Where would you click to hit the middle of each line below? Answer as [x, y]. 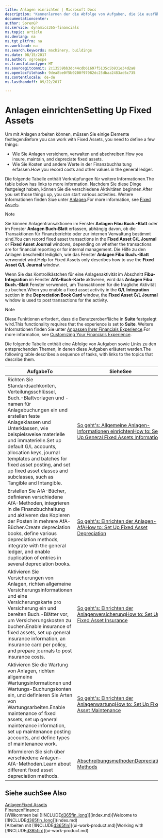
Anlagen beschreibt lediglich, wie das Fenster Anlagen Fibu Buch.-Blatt [77, 254]
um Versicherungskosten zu [39, 620]
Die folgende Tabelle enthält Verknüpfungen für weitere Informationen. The [80, 178]
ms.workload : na [21, 46]
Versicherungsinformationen [40, 590]
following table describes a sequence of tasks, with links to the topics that [79, 354]
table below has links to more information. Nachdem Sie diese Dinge [73, 184]
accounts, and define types [39, 737]
